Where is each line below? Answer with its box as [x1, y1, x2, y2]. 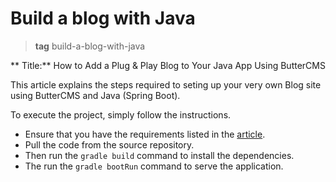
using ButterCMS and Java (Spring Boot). [10, 89, 181, 101]
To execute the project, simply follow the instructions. [10, 108, 232, 121]
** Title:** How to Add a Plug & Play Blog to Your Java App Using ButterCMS [10, 59, 326, 71]
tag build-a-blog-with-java [34, 40, 146, 52]
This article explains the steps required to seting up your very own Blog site [10, 78, 322, 91]
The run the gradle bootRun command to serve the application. [24, 160, 284, 172]
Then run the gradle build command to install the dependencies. [24, 149, 295, 161]
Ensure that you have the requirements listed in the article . [24, 128, 266, 140]
